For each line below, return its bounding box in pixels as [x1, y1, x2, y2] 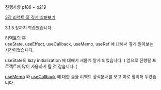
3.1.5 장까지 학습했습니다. [5, 25, 53, 30]
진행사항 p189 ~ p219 [5, 4, 47, 10]
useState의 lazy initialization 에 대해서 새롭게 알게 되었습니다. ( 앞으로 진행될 [5, 58, 151, 63]
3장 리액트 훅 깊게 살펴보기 [5, 15, 56, 20]
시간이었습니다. [5, 47, 34, 53]
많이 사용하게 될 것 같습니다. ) [21, 63, 78, 69]
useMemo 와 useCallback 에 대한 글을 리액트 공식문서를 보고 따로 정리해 [5, 74, 144, 79]
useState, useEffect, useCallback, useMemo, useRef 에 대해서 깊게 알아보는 [5, 41, 154, 47]
